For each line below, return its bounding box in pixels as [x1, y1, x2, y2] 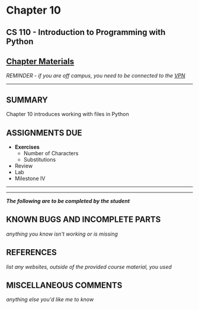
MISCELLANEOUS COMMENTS [6, 281, 123, 291]
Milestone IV [14, 175, 46, 182]
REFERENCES [6, 247, 57, 257]
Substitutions [23, 156, 56, 163]
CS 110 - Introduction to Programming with [6, 27, 166, 37]
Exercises [14, 143, 40, 151]
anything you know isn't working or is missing [6, 230, 118, 237]
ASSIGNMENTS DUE [6, 128, 82, 138]
